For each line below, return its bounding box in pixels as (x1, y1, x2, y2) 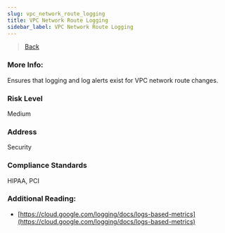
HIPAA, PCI (7, 176, 40, 185)
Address (7, 127, 37, 137)
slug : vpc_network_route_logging (7, 10, 105, 18)
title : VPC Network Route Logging (7, 17, 109, 24)
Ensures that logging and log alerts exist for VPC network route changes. (7, 76, 219, 84)
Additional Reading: (7, 194, 77, 204)
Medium (7, 109, 32, 118)
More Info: (7, 60, 44, 70)
